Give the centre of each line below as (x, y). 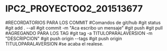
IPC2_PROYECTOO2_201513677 (74, 9)
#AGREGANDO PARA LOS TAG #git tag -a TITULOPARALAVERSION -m (79, 33)
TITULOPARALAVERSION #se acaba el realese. (54, 43)
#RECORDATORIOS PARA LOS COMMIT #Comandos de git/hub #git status (83, 22)
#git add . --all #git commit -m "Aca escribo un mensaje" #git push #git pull (84, 27)
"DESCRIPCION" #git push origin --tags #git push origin (64, 38)
